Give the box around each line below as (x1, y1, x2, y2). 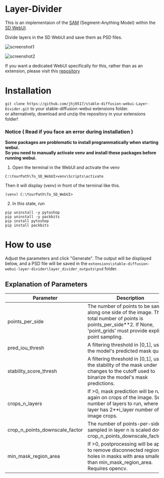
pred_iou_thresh (7, 344, 44, 351)
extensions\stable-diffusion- (88, 262, 150, 266)
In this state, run (12, 201, 45, 207)
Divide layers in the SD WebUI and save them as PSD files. (5, 34, 123, 40)
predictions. (87, 380, 115, 386)
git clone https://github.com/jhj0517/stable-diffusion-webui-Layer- (5, 101, 150, 106)
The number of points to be (87, 303, 150, 310)
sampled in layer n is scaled (87, 426, 151, 433)
